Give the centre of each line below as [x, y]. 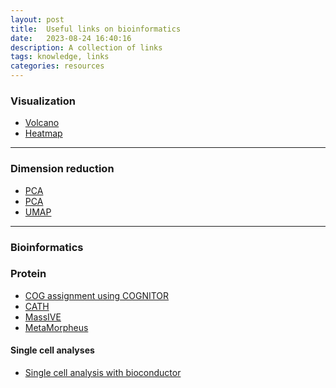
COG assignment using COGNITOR [97, 295]
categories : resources [57, 66]
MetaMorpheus [56, 327]
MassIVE [43, 317]
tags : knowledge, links [60, 57]
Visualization [43, 101]
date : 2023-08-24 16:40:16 [71, 38]
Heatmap [43, 133]
